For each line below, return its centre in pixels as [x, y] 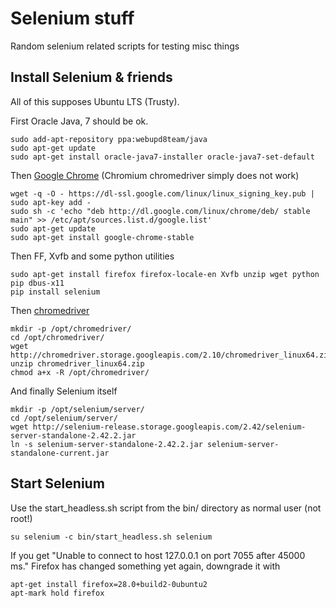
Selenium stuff [72, 18]
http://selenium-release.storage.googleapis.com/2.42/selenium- [169, 427]
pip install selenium [55, 292]
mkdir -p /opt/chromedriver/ [71, 328]
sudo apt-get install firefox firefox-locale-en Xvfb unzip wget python [165, 274]
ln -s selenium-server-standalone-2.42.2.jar [106, 444]
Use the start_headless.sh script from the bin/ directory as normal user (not [166, 508]
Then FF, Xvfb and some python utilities [92, 256]
